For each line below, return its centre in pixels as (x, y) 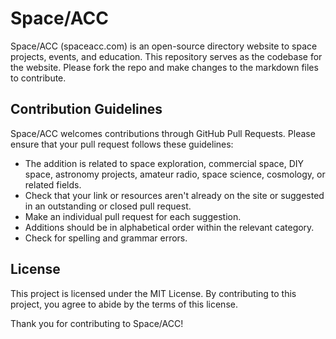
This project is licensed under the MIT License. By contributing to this (153, 293)
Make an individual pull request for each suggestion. (133, 216)
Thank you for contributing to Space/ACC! (97, 323)
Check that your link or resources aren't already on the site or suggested (174, 195)
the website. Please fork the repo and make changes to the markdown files (164, 67)
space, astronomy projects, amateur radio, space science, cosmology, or (175, 174)
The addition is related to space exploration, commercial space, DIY (164, 163)
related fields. (53, 184)
